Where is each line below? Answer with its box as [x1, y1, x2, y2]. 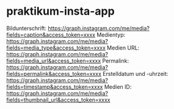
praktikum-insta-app [6, 4, 115, 18]
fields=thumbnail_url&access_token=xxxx [6, 96, 111, 103]
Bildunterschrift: [6, 24, 47, 32]
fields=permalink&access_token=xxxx [6, 70, 102, 77]
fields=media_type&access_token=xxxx [6, 44, 106, 51]
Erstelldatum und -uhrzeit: [103, 70, 169, 77]
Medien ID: [104, 83, 132, 90]
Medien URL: [106, 44, 140, 51]
